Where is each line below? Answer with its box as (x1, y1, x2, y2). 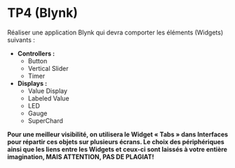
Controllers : (17, 49, 55, 58)
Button (27, 56, 48, 65)
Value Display (27, 86, 68, 95)
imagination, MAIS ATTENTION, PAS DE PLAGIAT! (7, 153, 154, 161)
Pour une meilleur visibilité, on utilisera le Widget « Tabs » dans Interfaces (7, 130, 229, 138)
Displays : (17, 79, 48, 87)
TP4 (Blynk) (7, 5, 79, 21)
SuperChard (27, 116, 63, 124)
